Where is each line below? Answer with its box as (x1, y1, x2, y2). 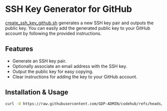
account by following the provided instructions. (5, 30, 102, 36)
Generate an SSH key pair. (12, 58, 67, 64)
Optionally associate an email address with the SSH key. (12, 63, 128, 69)
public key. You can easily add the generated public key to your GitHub (5, 25, 151, 31)
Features (5, 45, 33, 53)
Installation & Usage (5, 88, 69, 97)
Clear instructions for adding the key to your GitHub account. (12, 73, 138, 80)
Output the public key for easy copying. (12, 68, 93, 74)
